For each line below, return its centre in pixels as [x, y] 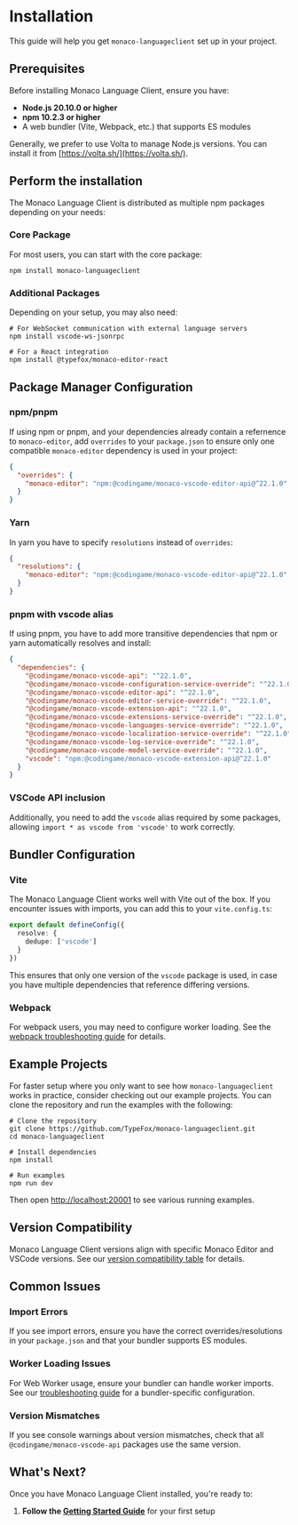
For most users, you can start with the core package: [106, 254]
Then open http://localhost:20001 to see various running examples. [132, 1200]
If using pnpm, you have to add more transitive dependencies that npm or [143, 634]
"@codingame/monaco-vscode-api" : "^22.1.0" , [109, 676]
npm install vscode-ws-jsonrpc [67, 337]
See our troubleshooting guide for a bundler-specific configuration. [132, 1393]
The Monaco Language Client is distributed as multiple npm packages [137, 203]
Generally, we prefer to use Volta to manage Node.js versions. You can [138, 143]
